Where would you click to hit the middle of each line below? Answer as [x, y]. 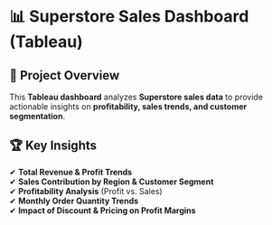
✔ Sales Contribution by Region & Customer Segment [112, 182]
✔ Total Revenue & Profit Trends [71, 172]
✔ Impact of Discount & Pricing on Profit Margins [103, 210]
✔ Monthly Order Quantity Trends [74, 201]
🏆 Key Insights [53, 146]
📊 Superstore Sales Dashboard [129, 17]
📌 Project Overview [65, 75]
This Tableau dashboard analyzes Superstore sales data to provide [136, 97]
